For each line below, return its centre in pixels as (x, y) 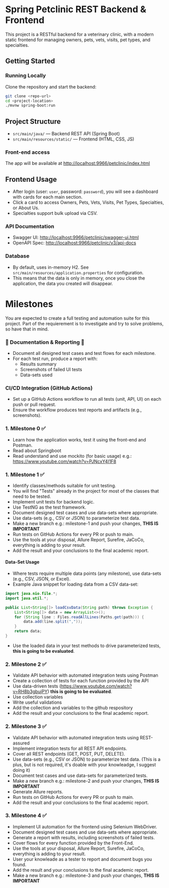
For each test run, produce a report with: (55, 358)
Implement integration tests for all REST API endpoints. (70, 748)
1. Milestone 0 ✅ (26, 429)
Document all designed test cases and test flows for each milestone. (84, 353)
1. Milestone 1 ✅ (25, 475)
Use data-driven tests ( (37, 686)
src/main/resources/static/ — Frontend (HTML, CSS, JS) (73, 139)
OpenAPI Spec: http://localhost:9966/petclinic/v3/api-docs (74, 243)
